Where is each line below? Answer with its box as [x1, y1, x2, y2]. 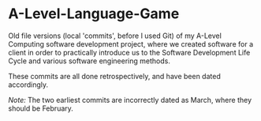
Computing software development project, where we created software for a [8, 39, 254, 48]
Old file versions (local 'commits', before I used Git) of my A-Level [8, 31, 222, 40]
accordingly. [8, 80, 49, 89]
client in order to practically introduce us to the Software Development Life [8, 47, 251, 57]
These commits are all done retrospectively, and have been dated [8, 71, 221, 81]
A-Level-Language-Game [8, 5, 180, 23]
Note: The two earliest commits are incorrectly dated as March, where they [8, 95, 252, 104]
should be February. [8, 104, 73, 113]
